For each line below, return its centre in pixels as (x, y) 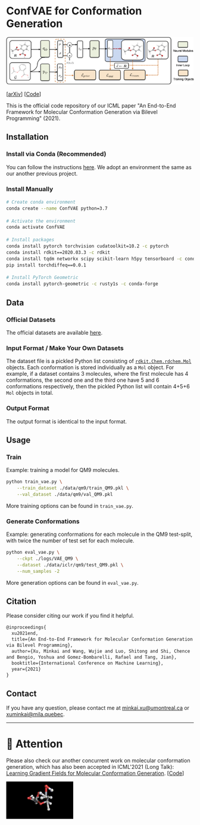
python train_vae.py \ (34, 482)
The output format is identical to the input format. (66, 421)
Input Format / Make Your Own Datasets (65, 348)
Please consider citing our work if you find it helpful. (70, 616)
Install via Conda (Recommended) (56, 154)
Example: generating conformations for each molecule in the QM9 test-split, (99, 534)
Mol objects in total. (30, 393)
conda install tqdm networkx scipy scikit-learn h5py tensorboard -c (94, 259)
